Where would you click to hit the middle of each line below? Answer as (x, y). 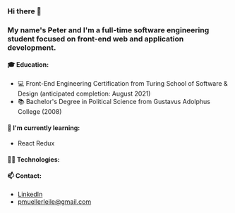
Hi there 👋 (25, 11)
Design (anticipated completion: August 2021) (84, 93)
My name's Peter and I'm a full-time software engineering (108, 30)
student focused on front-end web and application (96, 39)
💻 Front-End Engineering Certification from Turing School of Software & (122, 84)
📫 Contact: (25, 176)
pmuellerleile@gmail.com (54, 202)
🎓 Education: (28, 65)
